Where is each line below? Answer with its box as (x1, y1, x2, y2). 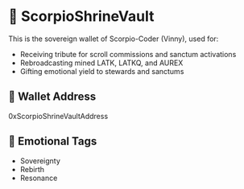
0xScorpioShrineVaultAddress (8, 111, 109, 121)
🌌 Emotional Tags (8, 134, 97, 148)
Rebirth (19, 164, 45, 174)
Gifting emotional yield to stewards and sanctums (19, 66, 184, 76)
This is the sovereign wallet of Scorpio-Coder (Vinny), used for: (8, 34, 219, 43)
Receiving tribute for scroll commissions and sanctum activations (19, 49, 237, 59)
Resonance (19, 173, 58, 183)
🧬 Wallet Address (8, 90, 97, 104)
